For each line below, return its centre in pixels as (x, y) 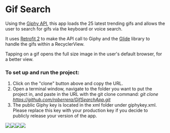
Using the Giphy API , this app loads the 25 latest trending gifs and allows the (85, 23)
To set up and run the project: (42, 72)
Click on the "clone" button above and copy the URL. (68, 84)
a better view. (20, 59)
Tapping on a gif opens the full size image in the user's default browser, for (84, 54)
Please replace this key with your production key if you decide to (80, 111)
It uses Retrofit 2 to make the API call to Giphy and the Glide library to (78, 39)
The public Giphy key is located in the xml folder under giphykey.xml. (85, 105)
